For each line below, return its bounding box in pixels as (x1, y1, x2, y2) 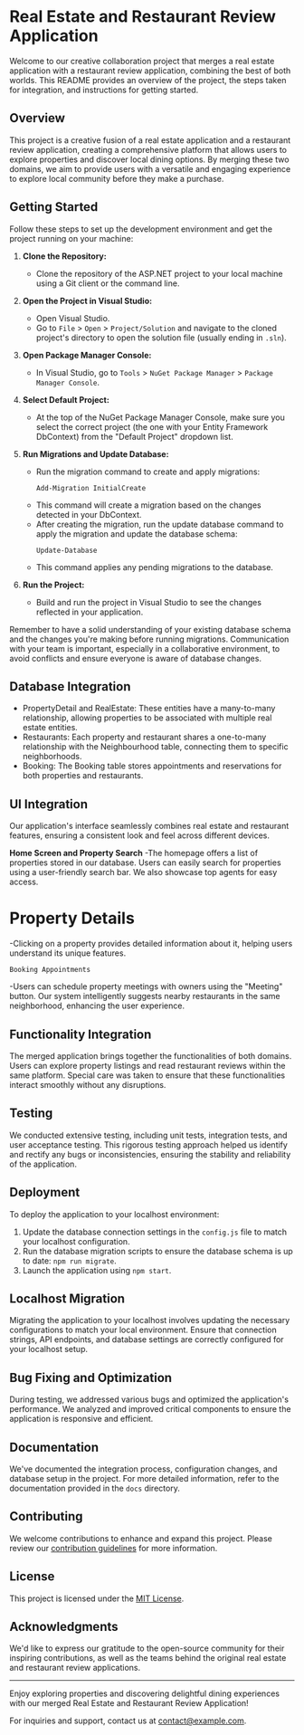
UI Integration (9, 796, 89, 812)
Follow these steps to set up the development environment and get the (9, 224, 273, 234)
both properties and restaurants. (22, 770, 144, 781)
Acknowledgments (9, 1619, 119, 1635)
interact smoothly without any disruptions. (9, 1079, 166, 1090)
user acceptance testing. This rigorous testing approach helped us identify (9, 1139, 288, 1150)
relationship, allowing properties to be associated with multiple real (22, 712, 272, 723)
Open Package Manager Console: (22, 349, 152, 360)
